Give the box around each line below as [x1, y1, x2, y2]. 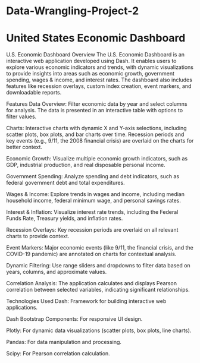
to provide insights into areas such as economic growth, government [6, 70, 174, 77]
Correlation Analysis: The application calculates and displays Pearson [6, 280, 177, 287]
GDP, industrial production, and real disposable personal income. [6, 162, 165, 169]
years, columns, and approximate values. [6, 269, 107, 276]
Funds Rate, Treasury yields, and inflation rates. [6, 215, 123, 222]
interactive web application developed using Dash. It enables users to [6, 58, 177, 65]
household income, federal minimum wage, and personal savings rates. [6, 197, 182, 204]
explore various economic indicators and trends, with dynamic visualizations [6, 64, 194, 71]
